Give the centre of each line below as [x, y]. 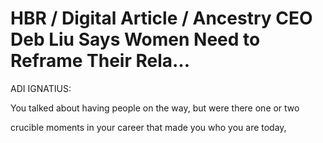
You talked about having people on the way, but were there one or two [155, 108]
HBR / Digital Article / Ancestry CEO [161, 18]
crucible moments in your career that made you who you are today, [148, 127]
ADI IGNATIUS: [41, 88]
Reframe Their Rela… [100, 61]
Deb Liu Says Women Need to [135, 39]
